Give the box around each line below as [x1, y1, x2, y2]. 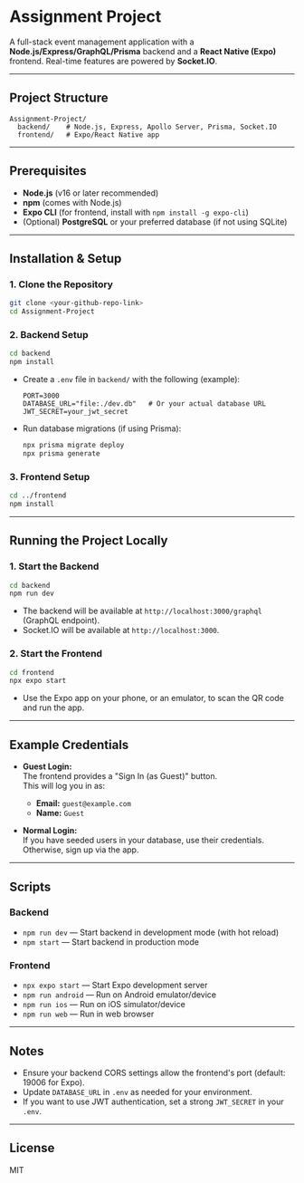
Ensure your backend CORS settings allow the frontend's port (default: [22, 1067, 286, 1078]
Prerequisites [9, 163, 87, 178]
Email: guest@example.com [35, 798, 131, 809]
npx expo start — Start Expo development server [22, 980, 208, 991]
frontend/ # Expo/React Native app [17, 130, 160, 139]
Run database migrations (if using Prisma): [22, 423, 182, 434]
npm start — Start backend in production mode [22, 936, 199, 947]
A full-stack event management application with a [9, 36, 195, 47]
